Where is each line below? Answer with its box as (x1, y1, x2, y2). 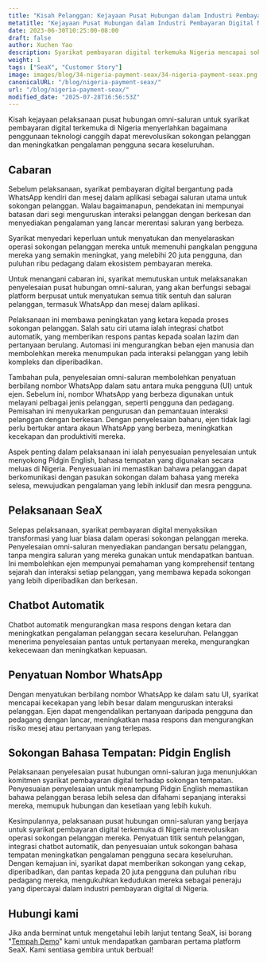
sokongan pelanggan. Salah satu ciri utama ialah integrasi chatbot (8, 324, 224, 333)
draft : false (8, 33, 52, 42)
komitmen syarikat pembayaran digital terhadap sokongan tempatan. (8, 776, 234, 786)
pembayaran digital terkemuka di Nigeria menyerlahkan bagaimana (8, 123, 228, 133)
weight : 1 (8, 56, 41, 64)
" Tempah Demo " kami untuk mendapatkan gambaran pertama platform (8, 937, 241, 946)
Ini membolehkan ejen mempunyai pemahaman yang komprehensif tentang (8, 558, 255, 568)
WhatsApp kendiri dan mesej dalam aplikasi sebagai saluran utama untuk (8, 192, 248, 203)
